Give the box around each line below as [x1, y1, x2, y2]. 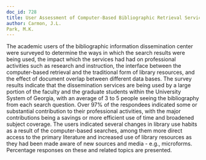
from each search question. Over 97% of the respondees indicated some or [6, 101, 197, 109]
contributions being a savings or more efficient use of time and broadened [6, 114, 194, 122]
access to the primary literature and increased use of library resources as [6, 134, 192, 141]
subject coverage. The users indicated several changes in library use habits [6, 120, 197, 128]
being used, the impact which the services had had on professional [6, 56, 177, 63]
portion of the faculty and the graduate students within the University [6, 88, 181, 95]
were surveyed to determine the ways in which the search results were [6, 49, 185, 57]
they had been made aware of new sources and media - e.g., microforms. [6, 140, 193, 147]
